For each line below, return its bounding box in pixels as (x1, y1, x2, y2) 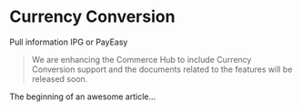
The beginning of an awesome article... (9, 91, 156, 102)
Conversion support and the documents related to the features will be (31, 64, 293, 75)
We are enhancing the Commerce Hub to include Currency (31, 54, 252, 65)
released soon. (31, 73, 88, 84)
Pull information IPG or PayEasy (9, 36, 128, 47)
